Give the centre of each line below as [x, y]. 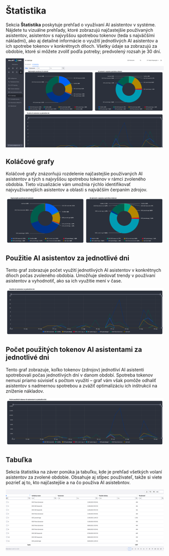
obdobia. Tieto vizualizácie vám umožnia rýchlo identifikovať [68, 184]
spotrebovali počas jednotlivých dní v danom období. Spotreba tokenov [79, 375]
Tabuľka [19, 460]
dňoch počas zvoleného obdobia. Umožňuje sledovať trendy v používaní [80, 275]
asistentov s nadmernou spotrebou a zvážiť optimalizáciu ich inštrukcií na [81, 386]
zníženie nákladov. [25, 391]
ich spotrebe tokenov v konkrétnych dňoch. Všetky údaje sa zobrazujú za [81, 46]
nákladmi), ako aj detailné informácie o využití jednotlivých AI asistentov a [82, 41]
